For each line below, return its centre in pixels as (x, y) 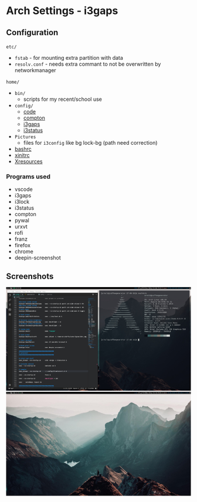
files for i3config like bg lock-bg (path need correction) (90, 143)
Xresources (28, 161)
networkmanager (35, 70)
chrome (24, 252)
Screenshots (30, 276)
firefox (23, 245)
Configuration (32, 33)
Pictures (25, 137)
